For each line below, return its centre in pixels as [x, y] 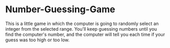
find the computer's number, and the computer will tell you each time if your [85, 34]
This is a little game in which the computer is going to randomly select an [82, 23]
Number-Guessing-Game [60, 9]
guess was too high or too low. [38, 40]
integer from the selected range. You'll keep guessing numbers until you [81, 29]
